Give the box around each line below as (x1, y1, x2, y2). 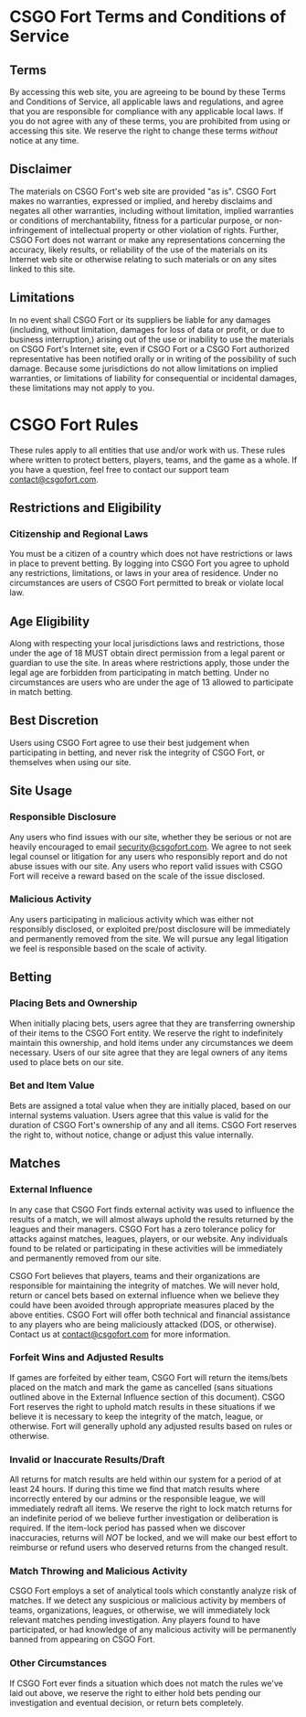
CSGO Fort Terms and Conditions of (9, 6, 287, 27)
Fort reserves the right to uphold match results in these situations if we (9, 1401, 276, 1412)
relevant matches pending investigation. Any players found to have (9, 1615, 260, 1626)
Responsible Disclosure (9, 811, 117, 824)
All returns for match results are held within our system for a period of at (9, 1474, 281, 1485)
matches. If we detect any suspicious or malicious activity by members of (9, 1595, 286, 1606)
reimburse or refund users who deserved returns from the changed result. (9, 1542, 289, 1553)
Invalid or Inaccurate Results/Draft (9, 1453, 165, 1466)
